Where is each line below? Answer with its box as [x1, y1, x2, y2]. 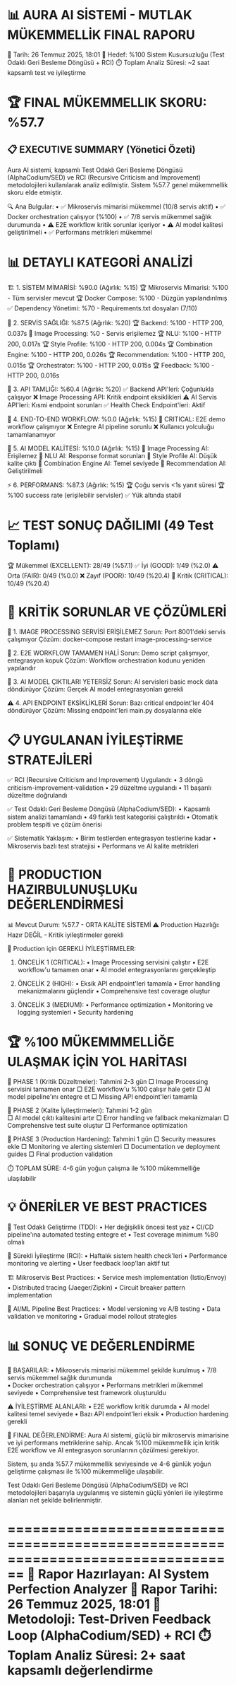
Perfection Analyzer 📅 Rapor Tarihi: [7, 1581, 218, 1597]
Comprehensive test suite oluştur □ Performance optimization [7, 1121, 188, 1129]
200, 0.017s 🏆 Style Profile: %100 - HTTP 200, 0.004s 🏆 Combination [7, 339, 213, 348]
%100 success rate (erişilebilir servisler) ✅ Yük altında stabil [7, 491, 182, 499]
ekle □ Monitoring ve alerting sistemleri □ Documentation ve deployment [7, 1142, 221, 1150]
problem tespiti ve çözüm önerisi [7, 820, 102, 829]
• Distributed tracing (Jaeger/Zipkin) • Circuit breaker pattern [7, 1283, 185, 1292]
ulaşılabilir [7, 1174, 37, 1182]
